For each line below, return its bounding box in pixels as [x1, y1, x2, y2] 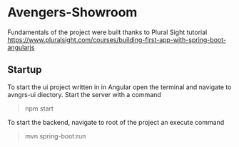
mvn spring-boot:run [24, 131, 86, 140]
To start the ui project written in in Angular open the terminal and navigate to [7, 83, 232, 91]
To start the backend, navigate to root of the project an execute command [7, 118, 225, 126]
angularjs [7, 43, 35, 51]
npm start [24, 104, 54, 113]
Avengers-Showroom [7, 4, 138, 21]
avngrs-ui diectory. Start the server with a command [7, 90, 162, 98]
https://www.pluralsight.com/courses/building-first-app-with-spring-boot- [7, 35, 227, 44]
